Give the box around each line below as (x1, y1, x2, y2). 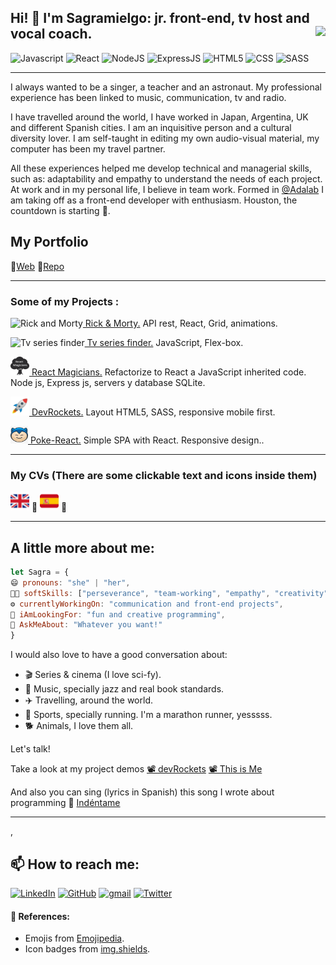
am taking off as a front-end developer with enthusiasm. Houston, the (10, 194, 298, 206)
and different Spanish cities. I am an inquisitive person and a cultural (10, 121, 292, 133)
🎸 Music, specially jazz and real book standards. (24, 683, 225, 695)
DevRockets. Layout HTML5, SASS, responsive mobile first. (31, 406, 276, 418)
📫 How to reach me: (10, 856, 140, 873)
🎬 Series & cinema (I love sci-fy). (24, 669, 162, 681)
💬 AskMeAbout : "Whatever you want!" (10, 620, 163, 630)
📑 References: (10, 910, 70, 922)
